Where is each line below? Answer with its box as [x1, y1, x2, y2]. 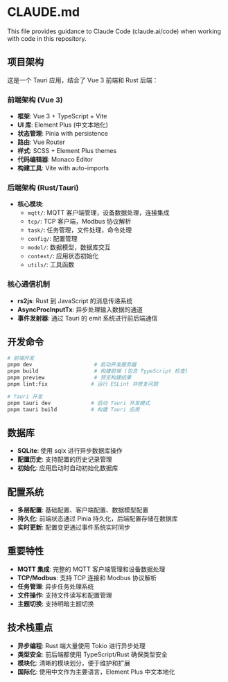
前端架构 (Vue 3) [7, 95, 64, 105]
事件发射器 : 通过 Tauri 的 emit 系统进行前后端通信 [17, 314, 158, 322]
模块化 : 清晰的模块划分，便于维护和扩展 [17, 658, 130, 667]
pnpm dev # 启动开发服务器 [7, 361, 137, 368]
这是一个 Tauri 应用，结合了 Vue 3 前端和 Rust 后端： [7, 75, 159, 84]
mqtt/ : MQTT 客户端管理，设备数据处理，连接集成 [27, 208, 170, 217]
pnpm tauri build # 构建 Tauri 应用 [7, 406, 140, 413]
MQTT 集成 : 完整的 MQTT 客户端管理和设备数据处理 [17, 565, 166, 573]
